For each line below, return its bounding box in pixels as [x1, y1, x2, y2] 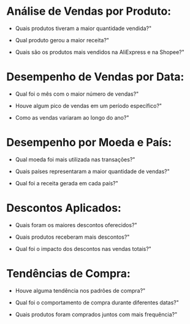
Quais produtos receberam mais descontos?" [15, 233, 130, 241]
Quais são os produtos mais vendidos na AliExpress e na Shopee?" [15, 48, 185, 56]
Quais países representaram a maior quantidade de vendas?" [15, 168, 170, 175]
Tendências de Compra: [6, 266, 131, 280]
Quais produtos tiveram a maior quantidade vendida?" [15, 25, 152, 32]
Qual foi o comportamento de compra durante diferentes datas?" [15, 299, 179, 306]
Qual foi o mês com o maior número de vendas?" [15, 90, 139, 98]
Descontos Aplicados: [6, 201, 121, 215]
